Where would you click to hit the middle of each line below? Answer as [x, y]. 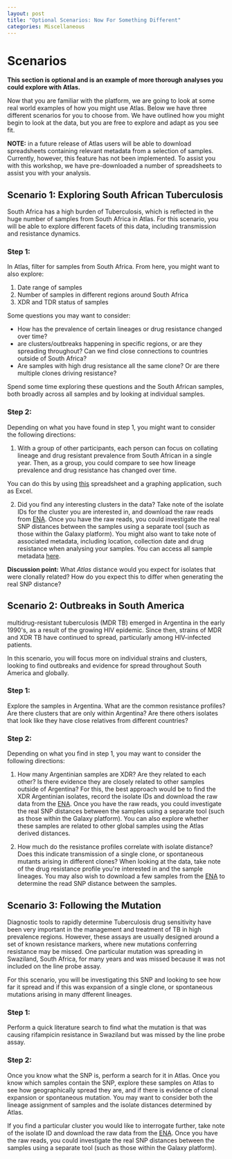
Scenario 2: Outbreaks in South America [96, 606]
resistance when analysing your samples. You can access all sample [115, 548]
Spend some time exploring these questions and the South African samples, [116, 387]
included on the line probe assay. [54, 966]
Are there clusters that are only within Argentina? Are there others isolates [113, 713]
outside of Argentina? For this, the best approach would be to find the [116, 789]
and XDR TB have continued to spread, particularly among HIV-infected [109, 637]
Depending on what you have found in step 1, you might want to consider [111, 427]
